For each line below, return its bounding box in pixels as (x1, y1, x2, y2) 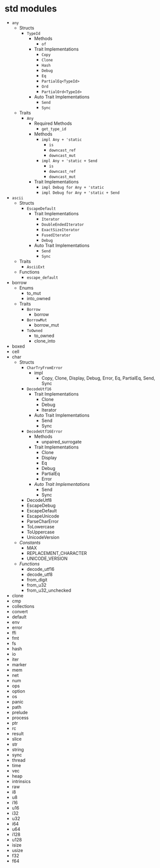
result (11, 730, 24, 737)
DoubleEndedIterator (41, 222, 84, 227)
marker (11, 661, 27, 667)
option (11, 688, 25, 694)
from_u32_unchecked (26, 587, 72, 593)
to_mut (26, 290, 41, 296)
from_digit (26, 576, 48, 582)
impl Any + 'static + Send (41, 158, 97, 163)
